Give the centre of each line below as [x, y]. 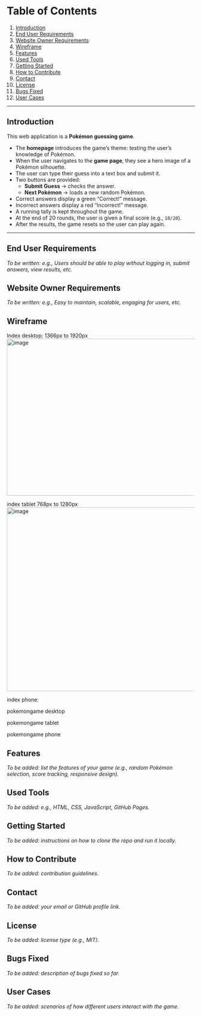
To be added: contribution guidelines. [53, 874]
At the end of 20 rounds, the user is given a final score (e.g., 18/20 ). [98, 218]
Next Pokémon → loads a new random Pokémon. [85, 192]
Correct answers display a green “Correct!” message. [81, 199]
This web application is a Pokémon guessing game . [71, 136]
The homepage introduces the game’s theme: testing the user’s [93, 148]
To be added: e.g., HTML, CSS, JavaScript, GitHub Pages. [78, 807]
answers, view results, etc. [40, 269]
